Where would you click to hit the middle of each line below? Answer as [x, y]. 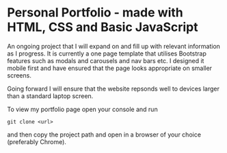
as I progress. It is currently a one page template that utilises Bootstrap [107, 54]
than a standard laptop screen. [50, 96]
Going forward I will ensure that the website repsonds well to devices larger [113, 89]
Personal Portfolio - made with [95, 13]
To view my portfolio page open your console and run [83, 109]
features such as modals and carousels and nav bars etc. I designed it [106, 60]
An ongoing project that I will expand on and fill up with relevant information [114, 46]
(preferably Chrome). [37, 141]
